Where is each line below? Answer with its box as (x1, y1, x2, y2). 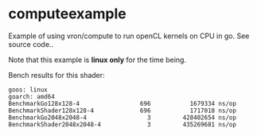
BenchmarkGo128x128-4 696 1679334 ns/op (8, 99, 237, 107)
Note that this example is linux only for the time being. (8, 55, 187, 64)
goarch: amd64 (8, 92, 56, 100)
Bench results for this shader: (8, 70, 105, 80)
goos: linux (8, 85, 48, 94)
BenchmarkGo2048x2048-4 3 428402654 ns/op (8, 113, 237, 122)
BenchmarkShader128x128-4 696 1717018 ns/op (8, 107, 237, 115)
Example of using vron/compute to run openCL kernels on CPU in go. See (8, 31, 250, 41)
